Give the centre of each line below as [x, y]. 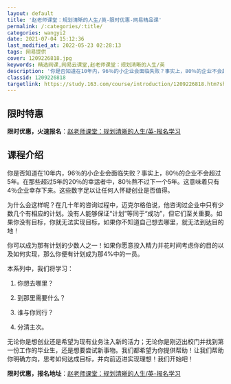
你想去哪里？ [35, 283]
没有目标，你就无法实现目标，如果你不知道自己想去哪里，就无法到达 [115, 222]
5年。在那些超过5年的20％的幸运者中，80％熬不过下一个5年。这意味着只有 [113, 181]
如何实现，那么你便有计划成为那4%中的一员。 [78, 254]
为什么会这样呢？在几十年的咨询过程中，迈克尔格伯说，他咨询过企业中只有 [112, 204]
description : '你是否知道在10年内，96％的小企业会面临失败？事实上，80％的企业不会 [114, 71]
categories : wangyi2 [37, 33]
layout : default [30, 13]
